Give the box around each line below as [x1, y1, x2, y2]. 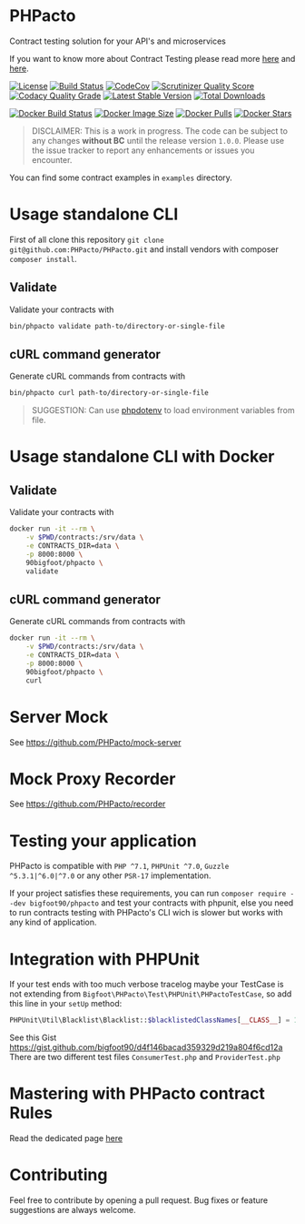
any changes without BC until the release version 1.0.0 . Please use [31, 135, 284, 146]
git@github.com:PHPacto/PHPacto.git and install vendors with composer [9, 243, 279, 255]
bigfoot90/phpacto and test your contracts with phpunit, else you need [29, 897, 294, 908]
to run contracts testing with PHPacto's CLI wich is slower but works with [9, 907, 283, 918]
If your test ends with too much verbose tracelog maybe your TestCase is [9, 979, 284, 990]
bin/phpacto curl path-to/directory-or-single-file [9, 389, 209, 398]
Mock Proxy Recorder [9, 768, 176, 789]
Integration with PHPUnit [9, 948, 200, 969]
